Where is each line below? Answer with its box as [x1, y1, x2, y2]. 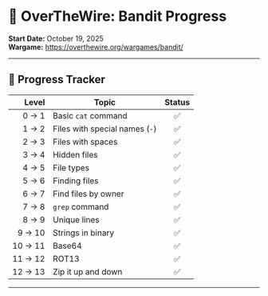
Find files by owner [53, 188, 124, 199]
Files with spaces [53, 136, 118, 147]
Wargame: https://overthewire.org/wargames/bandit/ [8, 42, 183, 51]
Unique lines [53, 214, 100, 225]
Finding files [53, 175, 99, 186]
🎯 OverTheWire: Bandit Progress [8, 7, 227, 26]
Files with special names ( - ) [53, 123, 157, 134]
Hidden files [53, 149, 98, 160]
